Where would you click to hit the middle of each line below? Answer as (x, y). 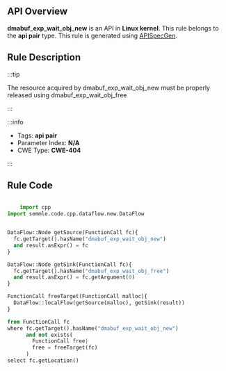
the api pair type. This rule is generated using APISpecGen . (92, 35)
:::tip (14, 74)
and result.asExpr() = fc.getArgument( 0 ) (74, 277)
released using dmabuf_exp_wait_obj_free (67, 95)
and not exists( (49, 335)
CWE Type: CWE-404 (49, 150)
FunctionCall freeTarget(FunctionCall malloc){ (78, 297)
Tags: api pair (37, 135)
